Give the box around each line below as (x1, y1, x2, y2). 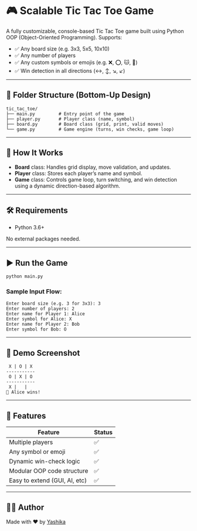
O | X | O (8, 374, 33, 380)
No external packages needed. (6, 235, 81, 242)
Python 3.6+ (14, 224, 45, 231)
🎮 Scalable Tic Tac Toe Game (6, 4, 154, 18)
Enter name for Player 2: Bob (6, 321, 80, 328)
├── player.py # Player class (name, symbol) (6, 116, 135, 122)
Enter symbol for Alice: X (6, 316, 72, 322)
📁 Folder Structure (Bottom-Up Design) (6, 90, 151, 100)
